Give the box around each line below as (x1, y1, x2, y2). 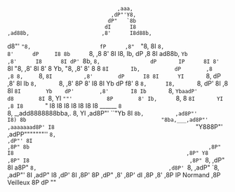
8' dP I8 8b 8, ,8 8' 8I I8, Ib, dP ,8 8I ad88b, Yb (7, 50, 188, 57)
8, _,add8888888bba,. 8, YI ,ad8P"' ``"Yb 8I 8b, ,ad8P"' (7, 109, 198, 117)
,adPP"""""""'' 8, (7, 130, 56, 138)
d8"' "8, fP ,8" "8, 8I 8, (7, 42, 165, 50)
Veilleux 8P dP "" (7, 178, 57, 186)
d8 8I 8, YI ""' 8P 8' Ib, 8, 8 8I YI (7, 94, 223, 102)
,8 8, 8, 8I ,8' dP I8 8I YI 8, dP (7, 72, 221, 80)
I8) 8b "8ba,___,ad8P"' (7, 116, 209, 123)
